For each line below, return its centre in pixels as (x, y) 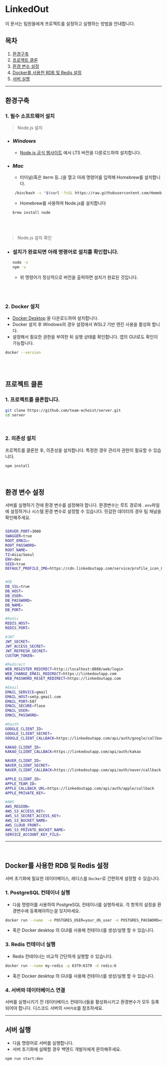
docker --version (23, 353)
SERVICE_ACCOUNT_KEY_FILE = (33, 834)
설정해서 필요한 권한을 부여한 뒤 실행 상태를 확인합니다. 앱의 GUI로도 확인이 (85, 337)
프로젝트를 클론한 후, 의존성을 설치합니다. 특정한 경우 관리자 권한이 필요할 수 (79, 450)
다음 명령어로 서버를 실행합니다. (43, 1043)
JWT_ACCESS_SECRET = (25, 646)
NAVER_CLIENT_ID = (23, 761)
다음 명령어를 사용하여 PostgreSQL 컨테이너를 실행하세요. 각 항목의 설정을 (84, 904)
